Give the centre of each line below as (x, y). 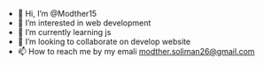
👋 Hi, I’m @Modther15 (57, 14)
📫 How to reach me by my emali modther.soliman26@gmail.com (136, 51)
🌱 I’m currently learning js (64, 32)
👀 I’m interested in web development (84, 23)
